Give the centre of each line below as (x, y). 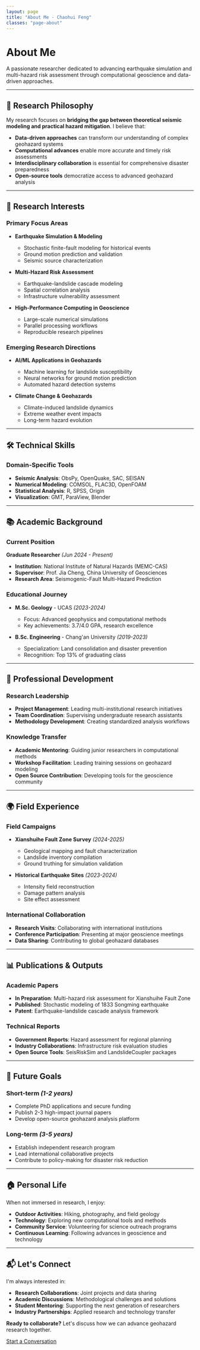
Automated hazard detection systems (70, 385)
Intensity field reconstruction (59, 887)
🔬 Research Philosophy (50, 106)
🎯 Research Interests (46, 206)
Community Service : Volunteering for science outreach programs (96, 1226)
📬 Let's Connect (39, 1264)
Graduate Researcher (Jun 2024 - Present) (60, 555)
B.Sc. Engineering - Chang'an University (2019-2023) (81, 637)
